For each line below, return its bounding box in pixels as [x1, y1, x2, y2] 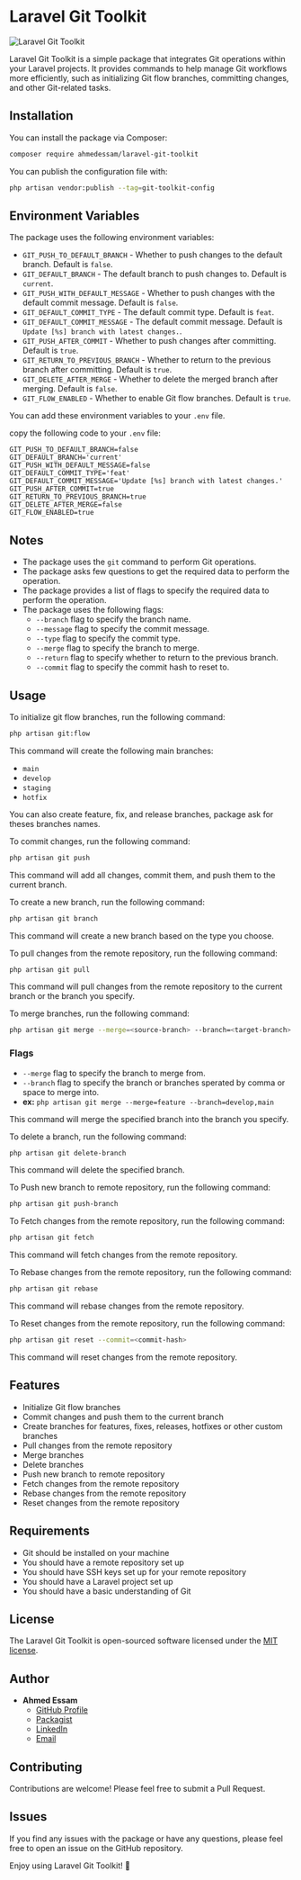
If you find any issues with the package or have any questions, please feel [9, 1833, 283, 1844]
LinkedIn [35, 1723, 68, 1734]
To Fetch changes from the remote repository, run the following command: [9, 1216, 286, 1227]
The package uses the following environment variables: [9, 232, 215, 243]
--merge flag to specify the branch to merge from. [22, 1067, 207, 1078]
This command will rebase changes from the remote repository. [9, 1300, 244, 1311]
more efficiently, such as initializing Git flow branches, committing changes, [9, 72, 289, 83]
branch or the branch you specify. [9, 991, 136, 1002]
